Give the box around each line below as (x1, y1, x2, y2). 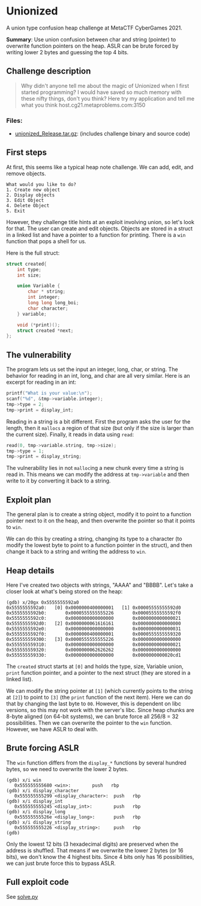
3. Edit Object (6, 197, 44, 203)
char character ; (28, 305, 68, 311)
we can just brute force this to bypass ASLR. (6, 860, 116, 867)
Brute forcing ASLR (6, 743, 79, 754)
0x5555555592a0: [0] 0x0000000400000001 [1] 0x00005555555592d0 (6, 604, 181, 611)
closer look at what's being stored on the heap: (6, 587, 123, 595)
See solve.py (6, 893, 38, 900)
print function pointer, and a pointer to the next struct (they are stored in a (6, 669, 191, 676)
